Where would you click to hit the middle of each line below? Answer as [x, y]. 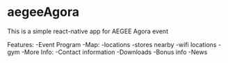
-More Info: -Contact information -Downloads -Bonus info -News [114, 52]
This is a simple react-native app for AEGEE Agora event [88, 31]
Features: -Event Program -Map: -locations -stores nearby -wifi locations [112, 44]
